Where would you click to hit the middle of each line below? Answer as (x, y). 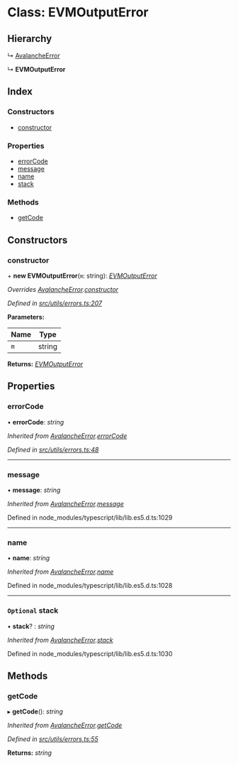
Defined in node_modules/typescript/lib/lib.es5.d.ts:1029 (90, 517)
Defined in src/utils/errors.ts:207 (55, 303)
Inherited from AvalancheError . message (66, 503)
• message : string (34, 490)
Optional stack (33, 611)
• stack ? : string (31, 626)
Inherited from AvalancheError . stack (60, 640)
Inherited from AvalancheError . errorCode (67, 436)
